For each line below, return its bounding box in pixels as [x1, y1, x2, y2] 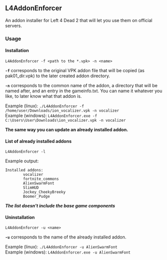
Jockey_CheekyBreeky [23, 190, 66, 195]
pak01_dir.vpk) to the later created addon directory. [5, 73, 111, 79]
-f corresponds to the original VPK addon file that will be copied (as [5, 67, 145, 73]
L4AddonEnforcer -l [5, 149, 46, 154]
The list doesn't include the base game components [5, 203, 116, 209]
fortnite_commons [23, 176, 59, 182]
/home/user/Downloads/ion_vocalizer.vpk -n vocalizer [5, 108, 120, 113]
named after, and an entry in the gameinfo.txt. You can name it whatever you [5, 88, 163, 94]
